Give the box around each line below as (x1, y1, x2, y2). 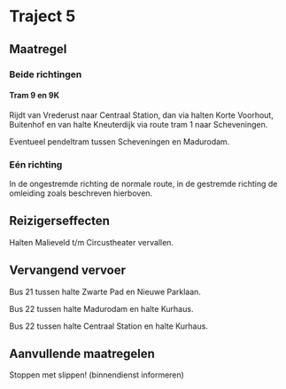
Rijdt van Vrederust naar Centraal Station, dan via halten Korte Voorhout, (9, 109, 274, 121)
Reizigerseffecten (9, 214, 111, 229)
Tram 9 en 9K (9, 90, 60, 101)
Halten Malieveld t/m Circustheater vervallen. (9, 237, 174, 247)
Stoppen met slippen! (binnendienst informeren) (9, 370, 184, 380)
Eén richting (9, 158, 63, 170)
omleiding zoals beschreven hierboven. (9, 188, 153, 198)
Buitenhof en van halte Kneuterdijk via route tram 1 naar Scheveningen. (9, 119, 268, 129)
